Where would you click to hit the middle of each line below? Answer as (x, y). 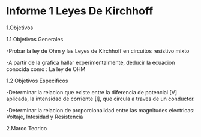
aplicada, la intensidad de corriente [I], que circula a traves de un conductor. (100, 99)
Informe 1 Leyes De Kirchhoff (80, 11)
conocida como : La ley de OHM (46, 69)
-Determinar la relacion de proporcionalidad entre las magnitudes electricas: (100, 110)
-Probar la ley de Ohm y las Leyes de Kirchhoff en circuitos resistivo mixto (98, 51)
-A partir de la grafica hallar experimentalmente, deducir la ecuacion (91, 62)
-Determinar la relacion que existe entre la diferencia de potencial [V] (92, 92)
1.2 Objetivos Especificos (37, 81)
